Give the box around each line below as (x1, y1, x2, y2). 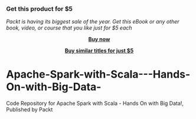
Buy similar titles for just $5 (64, 47, 134, 54)
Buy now (88, 36, 110, 43)
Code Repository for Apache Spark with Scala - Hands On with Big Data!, (6, 100, 184, 107)
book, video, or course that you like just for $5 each (6, 24, 132, 31)
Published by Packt (6, 106, 53, 113)
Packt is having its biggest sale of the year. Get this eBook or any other (6, 18, 179, 25)
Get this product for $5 (6, 5, 73, 13)
